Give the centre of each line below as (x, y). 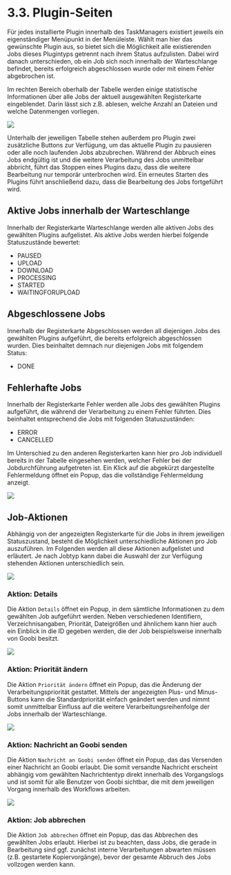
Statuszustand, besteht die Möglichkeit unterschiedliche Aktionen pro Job (112, 541)
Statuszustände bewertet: (44, 242)
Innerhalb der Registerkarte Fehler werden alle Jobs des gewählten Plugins (114, 404)
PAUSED (29, 255)
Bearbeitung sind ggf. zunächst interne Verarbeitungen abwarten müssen (111, 850)
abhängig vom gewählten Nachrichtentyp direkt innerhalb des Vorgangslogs (115, 775)
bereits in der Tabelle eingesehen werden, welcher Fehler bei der (99, 460)
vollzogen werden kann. (41, 865)
